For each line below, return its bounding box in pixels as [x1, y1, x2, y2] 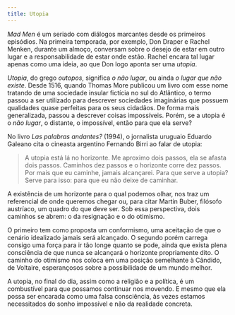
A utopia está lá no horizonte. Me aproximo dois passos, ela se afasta [24, 153, 227, 162]
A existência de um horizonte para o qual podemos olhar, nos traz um [7, 189, 210, 198]
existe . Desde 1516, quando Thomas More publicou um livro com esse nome [7, 81, 229, 89]
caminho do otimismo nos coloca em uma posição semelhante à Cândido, [7, 256, 222, 264]
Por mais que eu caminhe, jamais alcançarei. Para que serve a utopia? [24, 168, 229, 177]
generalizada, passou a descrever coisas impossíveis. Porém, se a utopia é [7, 111, 226, 119]
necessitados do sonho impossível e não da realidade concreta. [7, 299, 193, 308]
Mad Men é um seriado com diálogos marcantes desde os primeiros [7, 30, 206, 38]
